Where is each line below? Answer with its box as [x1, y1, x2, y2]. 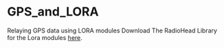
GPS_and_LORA [7, 4, 99, 20]
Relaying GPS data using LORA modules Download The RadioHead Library [7, 26, 218, 34]
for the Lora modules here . [7, 33, 82, 41]
